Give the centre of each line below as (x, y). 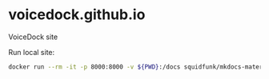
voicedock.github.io (77, 15)
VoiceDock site (33, 37)
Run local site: (32, 52)
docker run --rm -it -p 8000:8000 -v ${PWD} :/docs (94, 67)
